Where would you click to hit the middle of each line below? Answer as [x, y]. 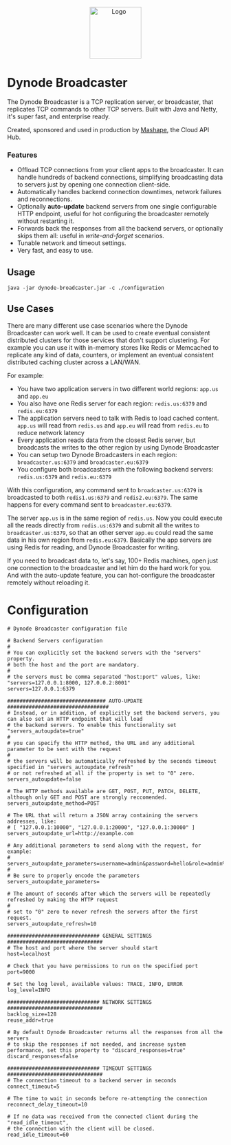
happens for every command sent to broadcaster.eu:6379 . [90, 504]
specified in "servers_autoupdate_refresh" [70, 767]
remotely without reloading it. [49, 582]
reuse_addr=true [30, 1020]
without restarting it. [46, 221]
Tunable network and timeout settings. [71, 243]
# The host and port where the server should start [82, 948]
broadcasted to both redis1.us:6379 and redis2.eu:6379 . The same [102, 497]
